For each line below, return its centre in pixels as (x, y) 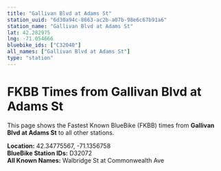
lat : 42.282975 (29, 32)
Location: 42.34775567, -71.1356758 (59, 146)
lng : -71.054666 (30, 39)
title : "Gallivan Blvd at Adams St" (59, 13)
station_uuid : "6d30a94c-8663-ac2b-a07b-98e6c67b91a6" (87, 20)
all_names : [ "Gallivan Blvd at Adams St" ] (69, 52)
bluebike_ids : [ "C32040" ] (44, 45)
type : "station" (30, 58)
